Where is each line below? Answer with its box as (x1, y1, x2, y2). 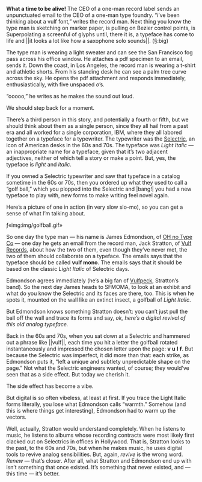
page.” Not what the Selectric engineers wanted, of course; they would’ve (6, 364, 189, 372)
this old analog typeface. (6, 321, 69, 328)
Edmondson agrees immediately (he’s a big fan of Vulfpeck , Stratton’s (6, 277, 179, 284)
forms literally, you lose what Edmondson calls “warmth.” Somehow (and (6, 401, 186, 408)
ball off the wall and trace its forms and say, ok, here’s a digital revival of (6, 314, 186, 322)
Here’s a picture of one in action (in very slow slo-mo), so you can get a (6, 203, 183, 211)
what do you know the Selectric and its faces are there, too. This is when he (6, 290, 194, 297)
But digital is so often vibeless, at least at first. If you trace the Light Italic (6, 395, 186, 401)
